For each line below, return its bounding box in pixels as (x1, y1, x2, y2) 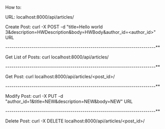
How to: (5, 5, 22, 10)
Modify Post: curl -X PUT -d (5, 93, 64, 99)
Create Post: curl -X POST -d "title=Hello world (5, 24, 103, 30)
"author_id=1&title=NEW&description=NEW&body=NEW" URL (5, 98, 133, 104)
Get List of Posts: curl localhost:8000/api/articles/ (5, 54, 109, 60)
